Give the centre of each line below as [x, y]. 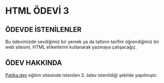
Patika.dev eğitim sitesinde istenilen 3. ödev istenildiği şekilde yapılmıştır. [81, 75]
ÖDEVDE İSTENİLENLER [43, 30]
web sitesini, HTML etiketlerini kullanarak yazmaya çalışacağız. [71, 47]
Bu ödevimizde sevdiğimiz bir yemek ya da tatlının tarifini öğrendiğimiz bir [82, 41]
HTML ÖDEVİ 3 [37, 11]
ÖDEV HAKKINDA [34, 63]
